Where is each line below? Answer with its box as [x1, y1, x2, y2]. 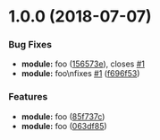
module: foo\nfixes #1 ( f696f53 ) [21, 68, 140, 79]
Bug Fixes [8, 39, 53, 51]
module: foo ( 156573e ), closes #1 [21, 58, 145, 69]
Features [8, 91, 48, 103]
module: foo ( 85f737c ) [21, 110, 105, 122]
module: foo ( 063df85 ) [21, 120, 108, 131]
